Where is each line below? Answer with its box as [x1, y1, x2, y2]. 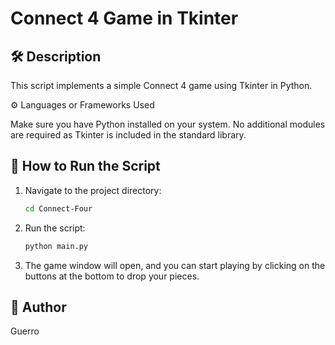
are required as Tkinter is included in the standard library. [10, 129, 247, 141]
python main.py [24, 241, 89, 251]
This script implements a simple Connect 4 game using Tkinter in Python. [10, 80, 313, 91]
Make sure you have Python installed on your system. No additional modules [10, 118, 326, 130]
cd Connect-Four [24, 203, 93, 214]
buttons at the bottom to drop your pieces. [24, 270, 200, 282]
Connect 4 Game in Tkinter [10, 7, 239, 30]
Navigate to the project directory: [24, 184, 162, 196]
